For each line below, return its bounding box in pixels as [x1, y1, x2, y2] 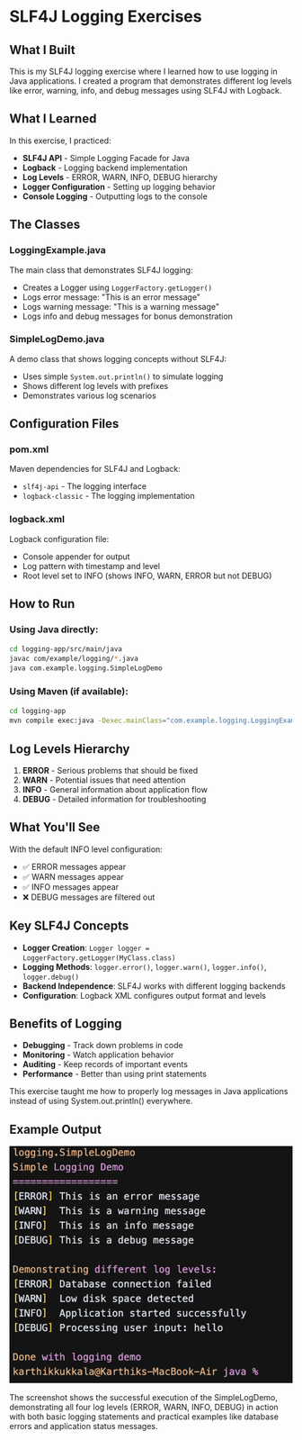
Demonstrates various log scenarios [22, 390, 157, 401]
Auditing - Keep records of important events [22, 1059, 189, 1070]
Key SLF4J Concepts [9, 919, 129, 934]
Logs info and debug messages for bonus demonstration [22, 311, 234, 322]
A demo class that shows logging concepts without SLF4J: [9, 353, 227, 364]
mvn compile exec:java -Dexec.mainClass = [9, 716, 167, 726]
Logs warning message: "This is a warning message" [22, 301, 220, 312]
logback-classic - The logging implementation [22, 491, 195, 502]
